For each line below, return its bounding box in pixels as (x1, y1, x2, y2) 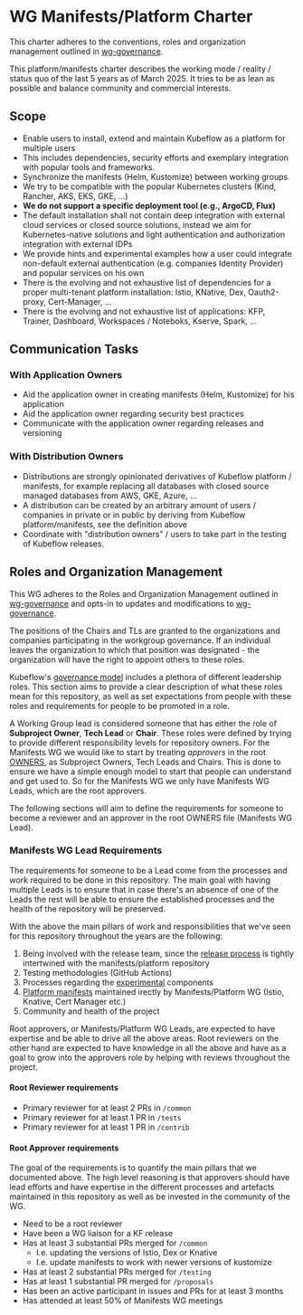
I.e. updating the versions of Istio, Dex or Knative (35, 1247, 218, 1258)
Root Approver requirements (9, 1142, 119, 1153)
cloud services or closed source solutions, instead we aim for (22, 219, 251, 230)
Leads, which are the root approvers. (9, 785, 147, 796)
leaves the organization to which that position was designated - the (9, 644, 260, 655)
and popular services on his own (22, 267, 145, 278)
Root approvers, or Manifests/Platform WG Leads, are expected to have (9, 1023, 276, 1034)
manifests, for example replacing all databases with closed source (22, 480, 270, 491)
